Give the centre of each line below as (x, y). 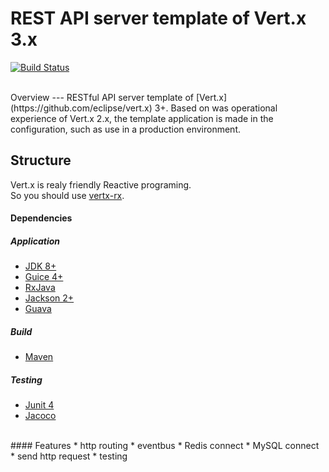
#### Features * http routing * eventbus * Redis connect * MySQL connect (165, 446)
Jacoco (40, 416)
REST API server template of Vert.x (158, 18)
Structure (41, 160)
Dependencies (41, 218)
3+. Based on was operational (216, 108)
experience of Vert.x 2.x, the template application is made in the (142, 118)
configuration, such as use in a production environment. (126, 129)
